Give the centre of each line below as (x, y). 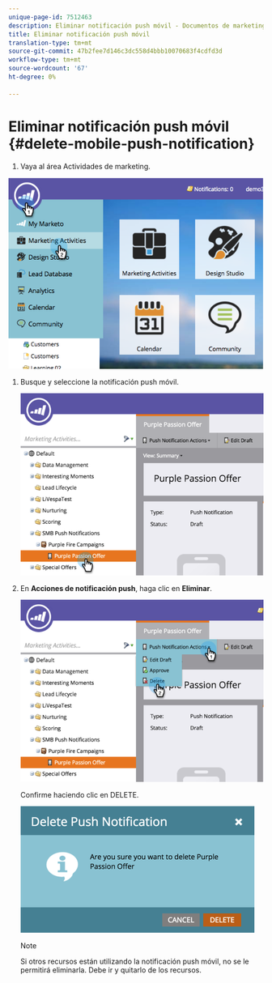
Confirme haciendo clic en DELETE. (79, 795)
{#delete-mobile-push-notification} (132, 144)
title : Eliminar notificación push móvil (79, 34)
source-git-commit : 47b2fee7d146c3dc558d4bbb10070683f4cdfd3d (115, 51)
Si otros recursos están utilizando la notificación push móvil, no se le (134, 962)
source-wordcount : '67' (49, 69)
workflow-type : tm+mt (45, 60)
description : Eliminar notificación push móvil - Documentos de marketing (137, 26)
